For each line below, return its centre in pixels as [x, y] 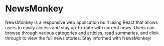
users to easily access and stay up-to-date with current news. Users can [80, 27]
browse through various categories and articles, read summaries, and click [82, 33]
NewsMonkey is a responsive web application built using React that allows [82, 22]
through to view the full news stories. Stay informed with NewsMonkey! [79, 38]
